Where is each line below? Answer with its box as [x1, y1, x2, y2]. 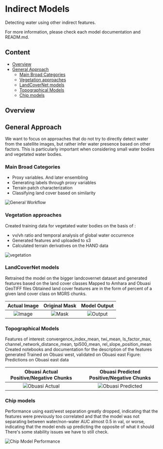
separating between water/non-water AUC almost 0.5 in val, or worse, [5, 419, 145, 425]
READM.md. [5, 34, 29, 40]
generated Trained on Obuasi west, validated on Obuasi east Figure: [5, 352, 141, 357]
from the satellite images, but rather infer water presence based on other [5, 141, 151, 147]
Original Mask [43, 302, 77, 309]
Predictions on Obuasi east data [5, 357, 69, 363]
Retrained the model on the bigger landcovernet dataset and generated [5, 275, 147, 281]
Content [5, 48, 31, 56]
